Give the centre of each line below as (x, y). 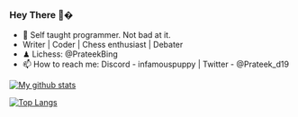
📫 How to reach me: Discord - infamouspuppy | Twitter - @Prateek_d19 (156, 64)
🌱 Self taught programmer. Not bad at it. (96, 35)
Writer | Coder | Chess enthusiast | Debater (103, 45)
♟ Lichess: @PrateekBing (70, 54)
